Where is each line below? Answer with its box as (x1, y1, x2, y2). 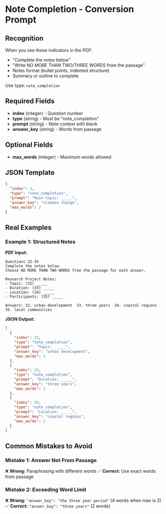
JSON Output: (5, 316, 35, 322)
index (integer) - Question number (12, 110, 83, 116)
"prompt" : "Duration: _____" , (14, 377, 77, 382)
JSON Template (5, 168, 55, 177)
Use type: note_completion (5, 82, 60, 88)
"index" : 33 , (14, 368, 41, 373)
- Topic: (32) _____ (5, 281, 48, 286)
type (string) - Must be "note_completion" (12, 115, 99, 121)
